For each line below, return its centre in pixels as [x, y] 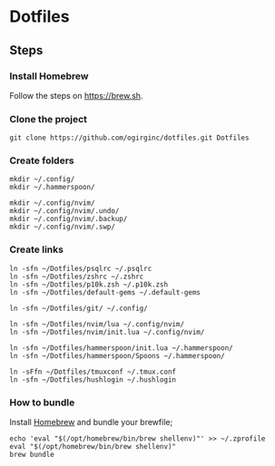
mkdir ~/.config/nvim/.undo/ [64, 211]
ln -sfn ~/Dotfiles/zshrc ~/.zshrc [77, 277]
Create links [36, 249]
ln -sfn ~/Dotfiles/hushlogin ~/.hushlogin [93, 379]
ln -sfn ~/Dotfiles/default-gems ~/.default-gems [105, 292]
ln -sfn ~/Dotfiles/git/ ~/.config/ [79, 308]
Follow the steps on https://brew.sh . [76, 95]
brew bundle [32, 455]
